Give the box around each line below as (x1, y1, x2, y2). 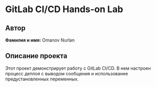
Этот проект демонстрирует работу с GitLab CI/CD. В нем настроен (5, 65, 151, 71)
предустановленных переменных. (5, 76, 79, 82)
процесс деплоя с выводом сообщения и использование (5, 70, 128, 76)
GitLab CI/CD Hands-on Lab (5, 4, 123, 15)
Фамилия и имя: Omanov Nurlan (5, 37, 75, 43)
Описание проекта (5, 52, 67, 60)
